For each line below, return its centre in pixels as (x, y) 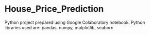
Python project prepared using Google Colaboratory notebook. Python (75, 22)
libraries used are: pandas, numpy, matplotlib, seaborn (59, 27)
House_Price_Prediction (54, 9)
